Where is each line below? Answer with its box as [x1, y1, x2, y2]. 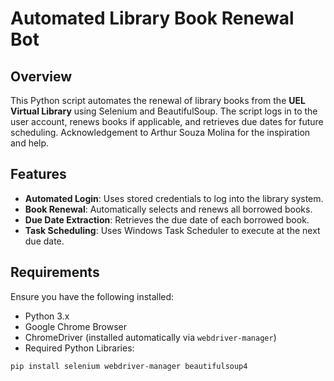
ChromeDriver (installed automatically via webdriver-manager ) [24, 331, 277, 343]
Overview [10, 68, 73, 85]
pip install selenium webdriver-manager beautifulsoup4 [10, 361, 248, 371]
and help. [10, 137, 50, 149]
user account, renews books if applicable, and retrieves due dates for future [10, 116, 324, 127]
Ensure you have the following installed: [10, 290, 175, 302]
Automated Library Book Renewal [10, 7, 295, 30]
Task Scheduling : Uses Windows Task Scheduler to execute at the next [24, 224, 321, 236]
